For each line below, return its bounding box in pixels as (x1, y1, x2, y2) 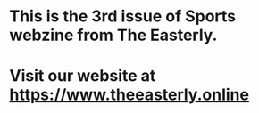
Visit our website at (9, 66, 156, 86)
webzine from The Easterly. (9, 25, 218, 45)
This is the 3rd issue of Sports (9, 6, 237, 27)
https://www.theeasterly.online (9, 85, 250, 105)
